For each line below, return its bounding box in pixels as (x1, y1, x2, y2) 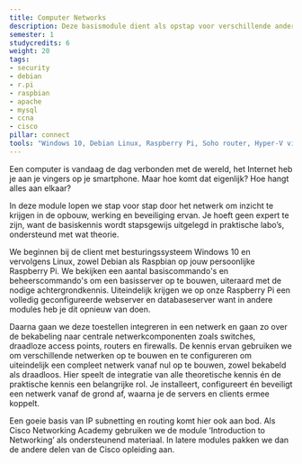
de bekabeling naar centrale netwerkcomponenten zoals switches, (9, 331, 256, 341)
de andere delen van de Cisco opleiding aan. (9, 443, 175, 455)
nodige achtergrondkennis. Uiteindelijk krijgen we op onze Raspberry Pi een (9, 285, 290, 296)
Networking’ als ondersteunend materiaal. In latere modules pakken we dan (9, 434, 289, 445)
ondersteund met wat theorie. (9, 229, 120, 240)
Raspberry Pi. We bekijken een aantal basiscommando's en (9, 265, 229, 276)
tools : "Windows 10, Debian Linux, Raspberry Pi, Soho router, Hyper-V (9, 139, 283, 148)
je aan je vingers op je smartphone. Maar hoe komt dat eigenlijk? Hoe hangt (9, 173, 289, 184)
